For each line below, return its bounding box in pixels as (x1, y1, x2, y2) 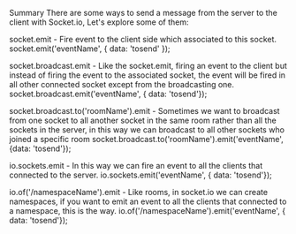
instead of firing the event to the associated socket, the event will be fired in (9, 70, 285, 80)
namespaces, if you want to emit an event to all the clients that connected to (9, 196, 287, 207)
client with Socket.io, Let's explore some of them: (9, 17, 189, 27)
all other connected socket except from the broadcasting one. (9, 79, 235, 89)
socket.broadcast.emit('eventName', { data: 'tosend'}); (9, 88, 208, 99)
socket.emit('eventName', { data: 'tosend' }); (9, 43, 171, 54)
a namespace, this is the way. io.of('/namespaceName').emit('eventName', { (9, 206, 286, 215)
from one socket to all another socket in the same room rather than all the (9, 115, 277, 125)
